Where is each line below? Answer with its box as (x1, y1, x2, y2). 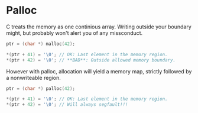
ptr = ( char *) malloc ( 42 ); (6, 41, 76, 47)
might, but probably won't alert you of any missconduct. (6, 29, 143, 36)
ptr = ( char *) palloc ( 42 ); (6, 85, 76, 92)
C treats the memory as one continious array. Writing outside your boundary (6, 23, 192, 30)
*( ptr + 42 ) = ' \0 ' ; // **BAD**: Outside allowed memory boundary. (6, 57, 176, 63)
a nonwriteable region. (6, 74, 61, 81)
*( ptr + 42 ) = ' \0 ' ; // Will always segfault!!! (6, 102, 128, 108)
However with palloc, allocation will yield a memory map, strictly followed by (6, 67, 192, 75)
